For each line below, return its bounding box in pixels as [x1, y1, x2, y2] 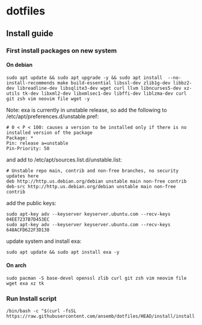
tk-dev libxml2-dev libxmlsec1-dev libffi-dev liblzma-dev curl [22, 90, 187, 96]
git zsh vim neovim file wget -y [6, 95, 90, 102]
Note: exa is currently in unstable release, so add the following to [6, 106, 167, 113]
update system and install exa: [6, 237, 82, 245]
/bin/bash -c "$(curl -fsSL [6, 308, 77, 314]
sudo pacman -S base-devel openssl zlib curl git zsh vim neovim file [6, 275, 187, 281]
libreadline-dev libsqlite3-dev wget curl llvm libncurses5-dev [17, 85, 182, 91]
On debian [6, 62, 33, 69]
